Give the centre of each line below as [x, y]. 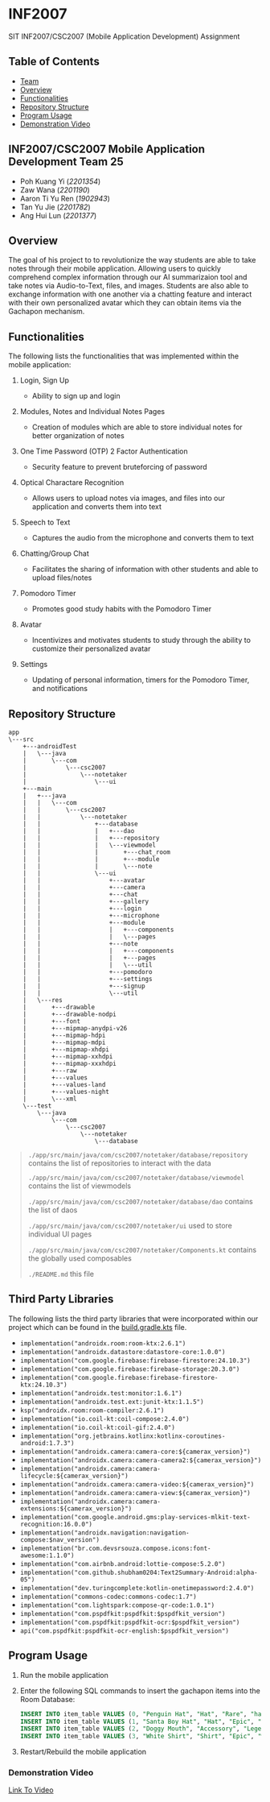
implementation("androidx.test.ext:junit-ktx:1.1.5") [112, 1402]
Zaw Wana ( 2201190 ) [55, 189]
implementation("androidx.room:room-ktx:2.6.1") [103, 1343]
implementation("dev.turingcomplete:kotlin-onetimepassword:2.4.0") [137, 1588]
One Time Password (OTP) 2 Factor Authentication [104, 451]
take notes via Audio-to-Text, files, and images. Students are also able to [129, 286]
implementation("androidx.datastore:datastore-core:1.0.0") [123, 1352]
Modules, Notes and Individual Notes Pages [92, 412]
